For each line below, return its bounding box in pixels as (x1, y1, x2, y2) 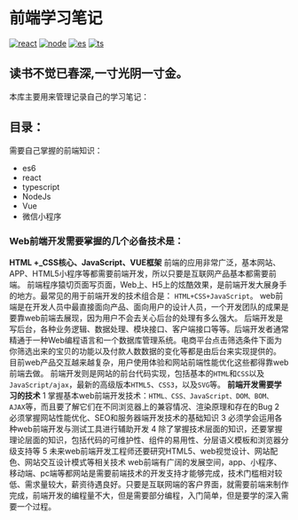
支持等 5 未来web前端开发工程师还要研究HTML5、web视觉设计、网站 (16, 445, 271, 456)
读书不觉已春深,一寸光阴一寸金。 (9, 66, 189, 81)
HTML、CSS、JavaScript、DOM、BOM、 (148, 391, 273, 400)
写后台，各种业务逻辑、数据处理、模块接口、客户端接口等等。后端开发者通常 (9, 323, 289, 334)
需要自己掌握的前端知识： (9, 145, 103, 155)
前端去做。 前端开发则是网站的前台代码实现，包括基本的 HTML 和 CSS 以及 (9, 367, 265, 378)
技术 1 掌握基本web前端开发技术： (24, 390, 149, 400)
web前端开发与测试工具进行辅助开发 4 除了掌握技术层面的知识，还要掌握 (16, 423, 283, 434)
